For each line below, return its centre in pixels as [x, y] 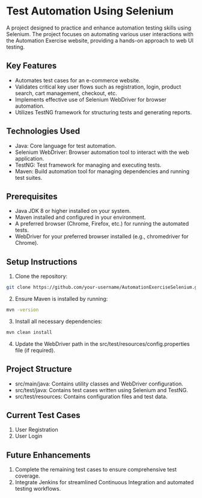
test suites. [29, 177]
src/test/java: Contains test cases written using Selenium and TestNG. [101, 390]
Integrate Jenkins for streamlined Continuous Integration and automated [104, 482]
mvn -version [23, 310]
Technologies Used [43, 131]
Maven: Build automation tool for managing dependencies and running [102, 171]
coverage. [27, 476]
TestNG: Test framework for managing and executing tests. [88, 165]
